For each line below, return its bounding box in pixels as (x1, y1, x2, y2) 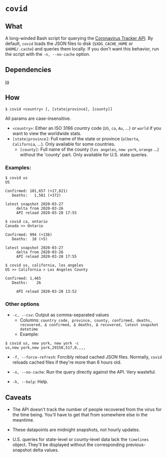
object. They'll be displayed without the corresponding (12, 442, 125, 448)
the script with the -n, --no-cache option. (5, 51, 91, 57)
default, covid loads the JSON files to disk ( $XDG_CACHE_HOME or (5, 40, 133, 46)
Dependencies (5, 65, 51, 74)
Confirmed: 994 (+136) (5, 232, 52, 237)
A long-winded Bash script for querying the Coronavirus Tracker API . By (5, 35, 154, 41)
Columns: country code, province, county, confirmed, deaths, (19, 317, 153, 323)
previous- (126, 442, 146, 448)
